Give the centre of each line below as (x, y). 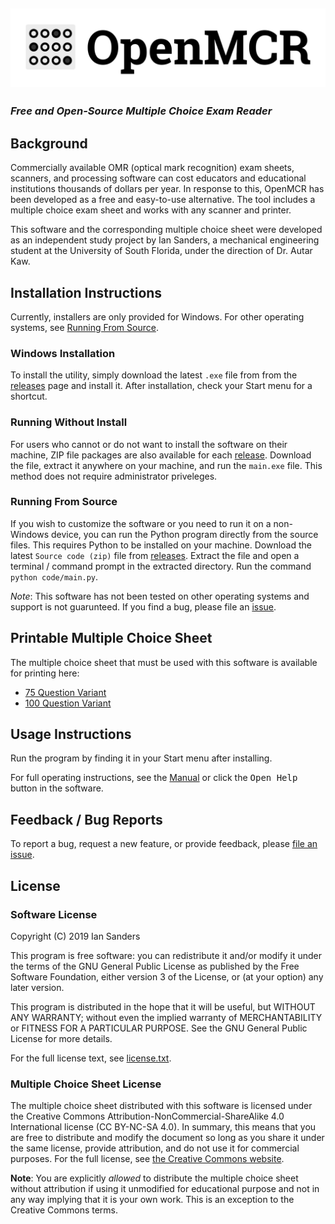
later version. (37, 987)
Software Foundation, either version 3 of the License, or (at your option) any (167, 976)
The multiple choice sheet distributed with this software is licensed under (161, 1106)
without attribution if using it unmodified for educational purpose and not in (165, 1189)
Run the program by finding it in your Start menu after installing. (141, 758)
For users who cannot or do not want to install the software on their (149, 444)
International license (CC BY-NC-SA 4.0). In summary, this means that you (163, 1127)
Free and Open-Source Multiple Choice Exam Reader (141, 111)
